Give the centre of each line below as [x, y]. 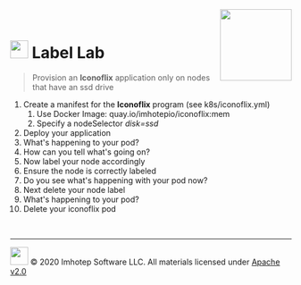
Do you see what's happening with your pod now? [115, 180]
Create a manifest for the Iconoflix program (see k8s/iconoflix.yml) [146, 104]
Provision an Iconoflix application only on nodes [121, 77]
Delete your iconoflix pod [70, 208]
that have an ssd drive [73, 87]
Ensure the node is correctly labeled [90, 171]
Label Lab [68, 53]
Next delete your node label [74, 189]
